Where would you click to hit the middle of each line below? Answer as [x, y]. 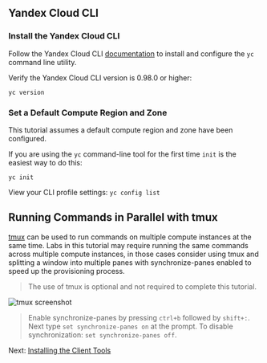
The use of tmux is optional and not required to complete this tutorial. [142, 286]
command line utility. [42, 62]
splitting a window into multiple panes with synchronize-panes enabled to [130, 262]
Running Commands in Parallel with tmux [113, 217]
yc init [21, 177]
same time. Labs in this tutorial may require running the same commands [128, 245]
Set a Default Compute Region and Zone [88, 112]
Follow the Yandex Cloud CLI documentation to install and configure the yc [131, 53]
